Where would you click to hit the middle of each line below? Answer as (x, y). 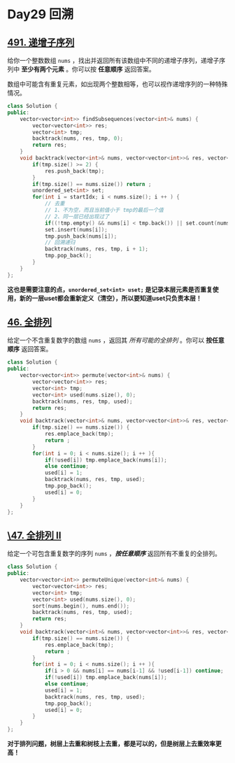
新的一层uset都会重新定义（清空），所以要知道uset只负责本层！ (111, 298)
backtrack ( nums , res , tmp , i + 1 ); (97, 249)
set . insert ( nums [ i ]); (76, 229)
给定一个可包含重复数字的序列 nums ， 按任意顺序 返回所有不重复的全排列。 (114, 554)
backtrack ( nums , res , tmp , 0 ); (78, 138)
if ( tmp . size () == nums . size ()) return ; (92, 184)
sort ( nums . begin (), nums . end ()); (81, 606)
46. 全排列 (30, 322)
